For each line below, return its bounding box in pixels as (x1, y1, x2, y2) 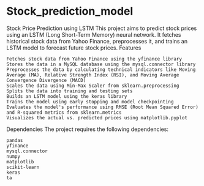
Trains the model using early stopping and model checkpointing (6, 99, 174, 105)
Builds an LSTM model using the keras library (6, 93, 127, 99)
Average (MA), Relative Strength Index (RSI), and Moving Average (6, 72, 179, 78)
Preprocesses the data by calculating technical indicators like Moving (6, 66, 196, 73)
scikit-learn (6, 164, 40, 170)
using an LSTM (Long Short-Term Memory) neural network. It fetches (6, 31, 181, 38)
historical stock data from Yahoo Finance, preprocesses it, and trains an (6, 37, 188, 45)
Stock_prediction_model (6, 4, 134, 18)
